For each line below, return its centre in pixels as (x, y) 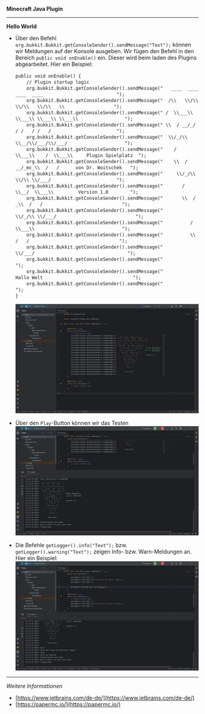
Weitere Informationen (34, 686)
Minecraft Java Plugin (34, 9)
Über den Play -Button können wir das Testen (72, 423)
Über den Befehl (36, 38)
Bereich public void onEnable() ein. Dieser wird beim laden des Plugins (106, 58)
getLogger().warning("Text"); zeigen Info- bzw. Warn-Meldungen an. (103, 552)
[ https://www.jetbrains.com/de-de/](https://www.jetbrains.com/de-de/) (105, 698)
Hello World (22, 26)
